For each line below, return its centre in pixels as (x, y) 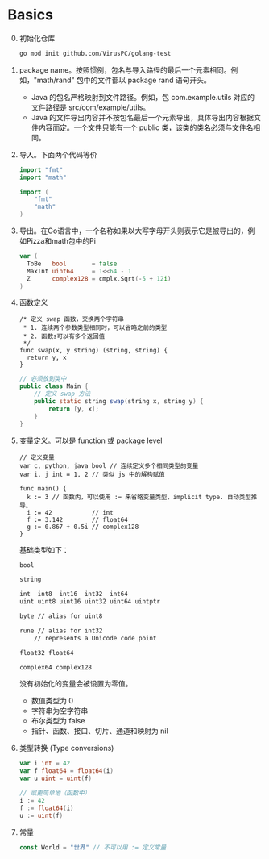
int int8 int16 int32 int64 (73, 594)
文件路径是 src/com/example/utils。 (91, 107)
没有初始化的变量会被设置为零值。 (76, 684)
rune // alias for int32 (61, 631)
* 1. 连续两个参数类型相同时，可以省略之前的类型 (95, 328)
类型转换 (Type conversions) (66, 748)
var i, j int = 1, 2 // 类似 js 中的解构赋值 (92, 474)
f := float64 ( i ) (46, 808)
